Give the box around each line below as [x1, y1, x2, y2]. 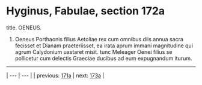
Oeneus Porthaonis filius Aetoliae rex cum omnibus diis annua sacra [14, 35, 183, 42]
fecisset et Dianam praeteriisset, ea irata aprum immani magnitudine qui [14, 42, 194, 49]
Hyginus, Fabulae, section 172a [6, 4, 165, 18]
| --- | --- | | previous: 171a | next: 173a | [6, 72, 105, 79]
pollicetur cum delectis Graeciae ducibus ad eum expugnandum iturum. [14, 54, 192, 62]
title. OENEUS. [6, 24, 42, 31]
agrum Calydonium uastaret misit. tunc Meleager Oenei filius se [14, 48, 173, 55]
